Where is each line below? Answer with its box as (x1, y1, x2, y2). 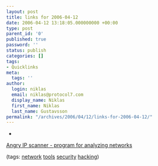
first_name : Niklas (11, 102, 60, 109)
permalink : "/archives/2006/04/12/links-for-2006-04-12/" (6, 114, 153, 120)
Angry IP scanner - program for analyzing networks (6, 142, 132, 149)
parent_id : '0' (6, 31, 44, 37)
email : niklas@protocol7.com (11, 92, 84, 98)
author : (6, 81, 26, 87)
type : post (6, 25, 33, 32)
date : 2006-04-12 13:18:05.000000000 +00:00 (6, 20, 118, 26)
